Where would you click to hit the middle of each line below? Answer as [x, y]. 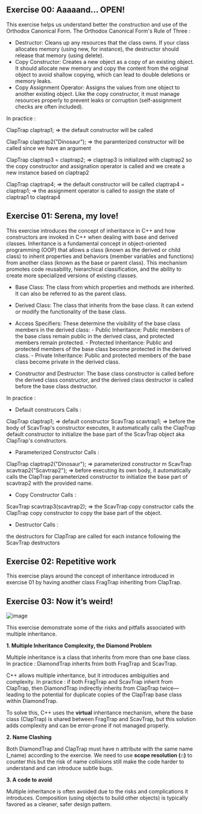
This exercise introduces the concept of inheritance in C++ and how [91, 230]
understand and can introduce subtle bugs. [60, 768]
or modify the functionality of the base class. [71, 311]
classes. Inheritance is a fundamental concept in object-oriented [87, 243]
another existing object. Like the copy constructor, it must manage [97, 93]
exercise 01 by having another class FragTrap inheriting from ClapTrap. [94, 582]
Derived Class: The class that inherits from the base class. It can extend [104, 305]
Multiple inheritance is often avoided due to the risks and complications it [97, 792]
